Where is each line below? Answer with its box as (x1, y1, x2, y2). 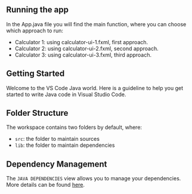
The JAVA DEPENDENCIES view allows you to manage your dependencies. (6, 175, 181, 182)
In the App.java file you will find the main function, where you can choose (6, 20, 187, 27)
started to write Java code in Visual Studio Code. (6, 91, 126, 98)
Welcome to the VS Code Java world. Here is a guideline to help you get (6, 84, 184, 91)
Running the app (6, 5, 69, 15)
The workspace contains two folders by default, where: (6, 124, 142, 131)
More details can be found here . (6, 181, 85, 189)
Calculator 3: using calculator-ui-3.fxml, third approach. (14, 51, 152, 58)
